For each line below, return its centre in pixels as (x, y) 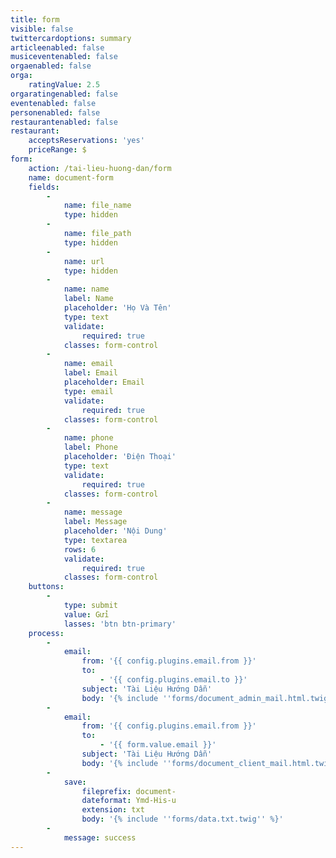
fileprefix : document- (129, 791)
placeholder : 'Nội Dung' (115, 531)
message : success (100, 837)
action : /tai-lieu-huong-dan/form (100, 168)
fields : (44, 187)
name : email (88, 364)
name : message (93, 512)
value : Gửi (86, 614)
